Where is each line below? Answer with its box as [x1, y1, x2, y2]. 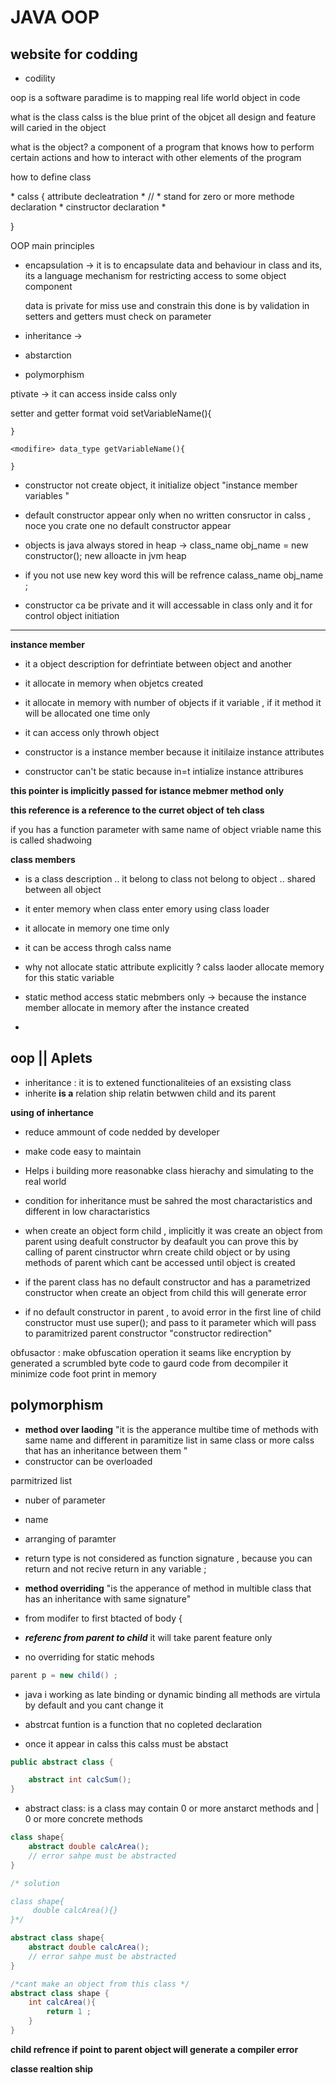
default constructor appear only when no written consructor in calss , [24, 509, 312, 521]
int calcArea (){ [28, 1997, 97, 2008]
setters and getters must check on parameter [24, 311, 212, 322]
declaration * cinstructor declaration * [10, 201, 167, 213]
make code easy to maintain [24, 1145, 142, 1157]
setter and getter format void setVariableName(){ [10, 407, 212, 419]
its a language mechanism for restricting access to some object [24, 270, 287, 281]
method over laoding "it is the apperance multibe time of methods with [24, 1423, 319, 1435]
